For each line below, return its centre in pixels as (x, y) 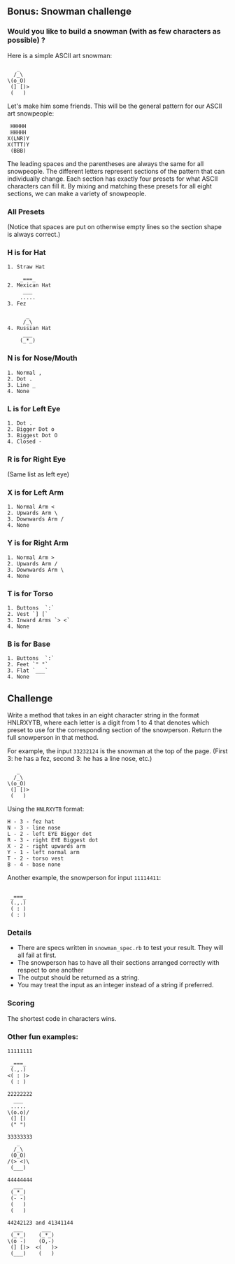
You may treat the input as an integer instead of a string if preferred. (115, 985)
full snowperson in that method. (53, 738)
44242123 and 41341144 (40, 1223)
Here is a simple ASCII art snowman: (60, 55)
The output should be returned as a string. (78, 977)
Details (20, 933)
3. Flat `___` (28, 671)
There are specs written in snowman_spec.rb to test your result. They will (120, 948)
